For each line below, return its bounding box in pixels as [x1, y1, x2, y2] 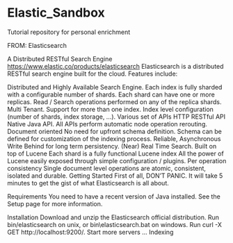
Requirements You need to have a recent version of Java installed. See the [7, 192, 220, 201]
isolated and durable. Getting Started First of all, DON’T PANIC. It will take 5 [7, 171, 223, 180]
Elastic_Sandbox [7, 5, 106, 21]
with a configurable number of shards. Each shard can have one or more [7, 90, 216, 99]
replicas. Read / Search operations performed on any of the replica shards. [7, 97, 222, 106]
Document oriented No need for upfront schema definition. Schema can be [7, 127, 223, 135]
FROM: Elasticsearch [7, 41, 67, 49]
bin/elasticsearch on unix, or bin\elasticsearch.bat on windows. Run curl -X [7, 220, 223, 228]
